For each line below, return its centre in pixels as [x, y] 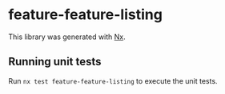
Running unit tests [55, 62]
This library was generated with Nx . [67, 37]
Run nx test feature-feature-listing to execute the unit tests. [113, 80]
